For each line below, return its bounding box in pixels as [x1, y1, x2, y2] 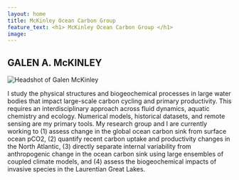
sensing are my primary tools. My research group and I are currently [7, 120, 208, 128]
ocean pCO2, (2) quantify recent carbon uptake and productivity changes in [7, 134, 230, 143]
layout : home [7, 10, 46, 18]
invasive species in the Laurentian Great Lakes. [7, 165, 146, 174]
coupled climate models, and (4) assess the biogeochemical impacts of [7, 157, 217, 166]
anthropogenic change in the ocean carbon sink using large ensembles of [7, 150, 224, 159]
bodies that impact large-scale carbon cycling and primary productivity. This [7, 97, 232, 105]
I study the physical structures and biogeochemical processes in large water [7, 90, 231, 98]
